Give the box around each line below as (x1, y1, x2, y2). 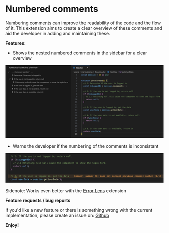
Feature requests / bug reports (5, 197, 71, 204)
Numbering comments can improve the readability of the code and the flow (5, 20, 161, 26)
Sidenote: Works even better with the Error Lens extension (5, 188, 127, 194)
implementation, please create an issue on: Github (5, 212, 109, 219)
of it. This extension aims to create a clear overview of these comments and (5, 25, 162, 31)
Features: (5, 40, 26, 46)
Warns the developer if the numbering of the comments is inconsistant (12, 143, 159, 149)
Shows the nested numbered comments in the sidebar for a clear (12, 50, 147, 56)
